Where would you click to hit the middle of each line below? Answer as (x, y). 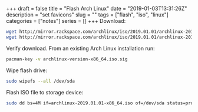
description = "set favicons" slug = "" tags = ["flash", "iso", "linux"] (88, 15)
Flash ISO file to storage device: (45, 92)
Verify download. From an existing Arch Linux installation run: (80, 48)
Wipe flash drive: (27, 70)
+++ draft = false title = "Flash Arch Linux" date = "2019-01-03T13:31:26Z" (97, 9)
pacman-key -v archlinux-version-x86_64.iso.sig (67, 59)
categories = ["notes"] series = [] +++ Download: (66, 21)
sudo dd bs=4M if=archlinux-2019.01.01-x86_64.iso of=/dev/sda (85, 103)
